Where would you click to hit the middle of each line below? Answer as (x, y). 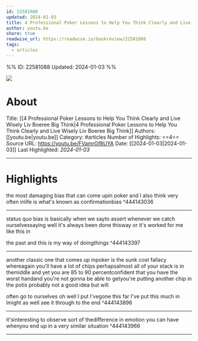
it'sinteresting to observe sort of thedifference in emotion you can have (93, 319)
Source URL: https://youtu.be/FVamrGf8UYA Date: (67, 143)
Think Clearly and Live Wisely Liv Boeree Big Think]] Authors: (81, 131)
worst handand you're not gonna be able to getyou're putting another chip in (99, 278)
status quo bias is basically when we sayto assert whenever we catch (91, 219)
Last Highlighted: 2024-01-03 (54, 150)
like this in (18, 231)
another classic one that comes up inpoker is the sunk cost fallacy (86, 259)
